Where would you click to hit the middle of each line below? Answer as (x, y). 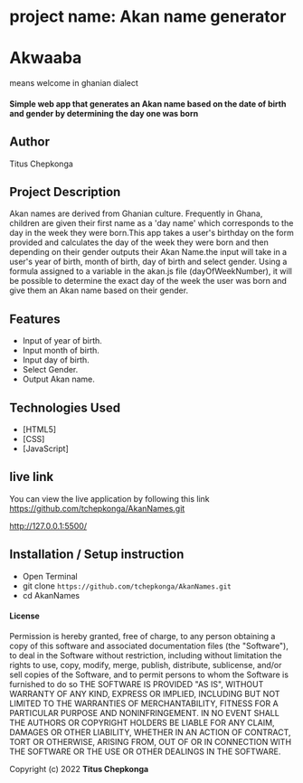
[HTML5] (39, 429)
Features (35, 319)
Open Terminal (50, 576)
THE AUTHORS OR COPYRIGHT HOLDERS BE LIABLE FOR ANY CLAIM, (142, 722)
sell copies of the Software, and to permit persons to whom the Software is (149, 675)
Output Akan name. (58, 379)
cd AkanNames (51, 595)
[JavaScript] (46, 448)
